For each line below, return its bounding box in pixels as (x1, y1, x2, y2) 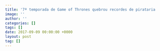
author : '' (5, 16, 27, 21)
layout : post (5, 34, 32, 39)
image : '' (5, 12, 25, 17)
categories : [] (5, 20, 36, 26)
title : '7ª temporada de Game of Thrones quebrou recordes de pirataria (5, 7, 156, 12)
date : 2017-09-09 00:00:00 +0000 (5, 30, 73, 34)
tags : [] (5, 25, 23, 30)
